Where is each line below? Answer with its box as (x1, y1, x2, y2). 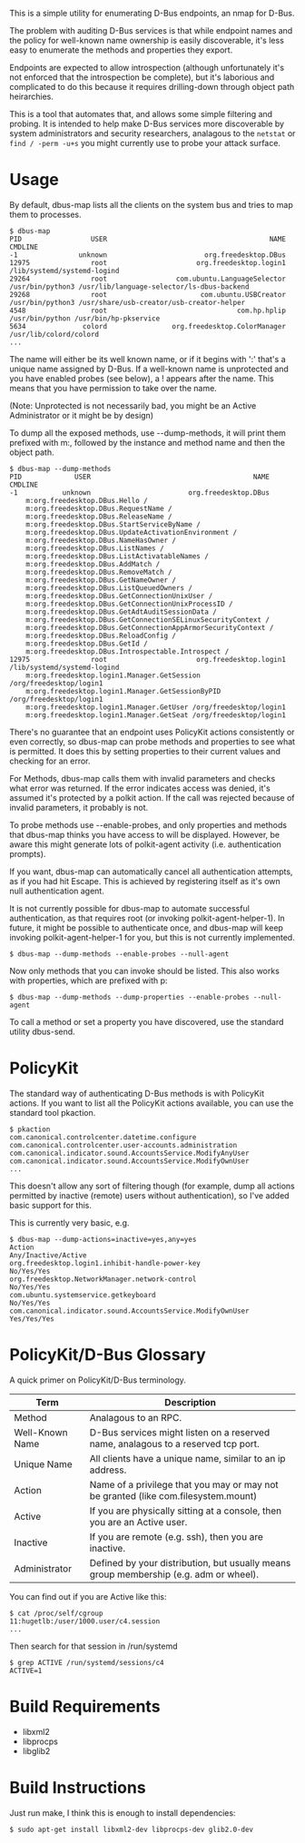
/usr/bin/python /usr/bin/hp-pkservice (9, 313, 161, 323)
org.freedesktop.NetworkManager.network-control (9, 1275, 197, 1284)
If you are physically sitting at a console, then (89, 1504, 282, 1517)
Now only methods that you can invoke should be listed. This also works (9, 965, 280, 976)
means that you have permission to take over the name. (9, 382, 218, 393)
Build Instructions (9, 1777, 147, 1798)
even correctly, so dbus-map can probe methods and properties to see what (9, 735, 296, 747)
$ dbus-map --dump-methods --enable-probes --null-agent (9, 949, 230, 959)
